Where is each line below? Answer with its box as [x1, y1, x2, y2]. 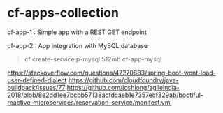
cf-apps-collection [7, 5, 119, 21]
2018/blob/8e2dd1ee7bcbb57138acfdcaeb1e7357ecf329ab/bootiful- [7, 91, 204, 99]
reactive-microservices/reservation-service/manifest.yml [7, 98, 173, 106]
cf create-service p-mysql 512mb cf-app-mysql [24, 54, 162, 63]
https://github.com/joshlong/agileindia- [66, 83, 180, 91]
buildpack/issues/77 [7, 83, 66, 91]
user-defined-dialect [7, 75, 67, 84]
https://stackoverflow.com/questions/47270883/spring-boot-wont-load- [7, 68, 217, 77]
